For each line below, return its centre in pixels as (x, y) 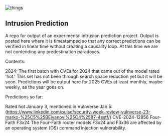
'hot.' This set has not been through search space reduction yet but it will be (84, 76)
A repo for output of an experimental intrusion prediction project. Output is (82, 36)
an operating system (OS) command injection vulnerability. (66, 127)
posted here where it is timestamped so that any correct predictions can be (83, 41)
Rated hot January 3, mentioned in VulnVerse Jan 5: (59, 106)
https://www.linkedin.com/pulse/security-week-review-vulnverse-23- (79, 112)
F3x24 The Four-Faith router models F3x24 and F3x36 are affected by (89, 122)
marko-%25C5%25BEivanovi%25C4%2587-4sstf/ (58, 117)
